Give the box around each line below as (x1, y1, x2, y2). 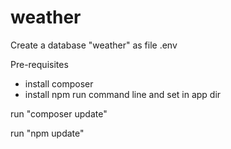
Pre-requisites (10, 58, 69, 70)
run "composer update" (10, 107, 108, 120)
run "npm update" (10, 127, 85, 139)
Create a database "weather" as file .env (10, 39, 178, 51)
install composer (24, 77, 94, 90)
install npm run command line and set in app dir (24, 88, 222, 100)
